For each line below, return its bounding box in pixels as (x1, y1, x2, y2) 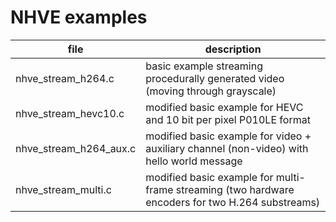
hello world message (145, 154, 243, 168)
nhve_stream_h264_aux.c (15, 141, 137, 155)
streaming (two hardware (175, 182, 295, 196)
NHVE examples (10, 6, 148, 29)
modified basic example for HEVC (145, 100, 304, 114)
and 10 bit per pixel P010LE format (145, 112, 311, 126)
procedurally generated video (145, 71, 285, 85)
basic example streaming (145, 59, 264, 73)
